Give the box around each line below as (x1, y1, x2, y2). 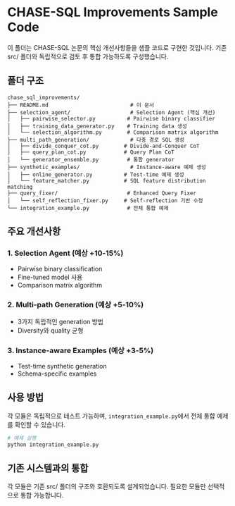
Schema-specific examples (17, 369, 97, 378)
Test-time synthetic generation (17, 362, 107, 371)
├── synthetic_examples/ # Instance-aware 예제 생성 (7, 163, 206, 171)
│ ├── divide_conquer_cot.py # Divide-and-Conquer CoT (7, 142, 200, 149)
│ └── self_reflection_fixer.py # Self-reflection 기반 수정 (7, 197, 203, 204)
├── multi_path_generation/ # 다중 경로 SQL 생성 (7, 136, 185, 143)
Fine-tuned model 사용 (17, 273, 83, 282)
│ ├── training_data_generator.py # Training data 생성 (7, 123, 188, 130)
